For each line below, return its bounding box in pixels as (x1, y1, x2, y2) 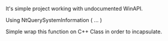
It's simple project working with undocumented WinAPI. (5, 5, 143, 12)
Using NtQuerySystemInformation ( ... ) (5, 17, 103, 23)
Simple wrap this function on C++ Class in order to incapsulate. (5, 28, 163, 35)
